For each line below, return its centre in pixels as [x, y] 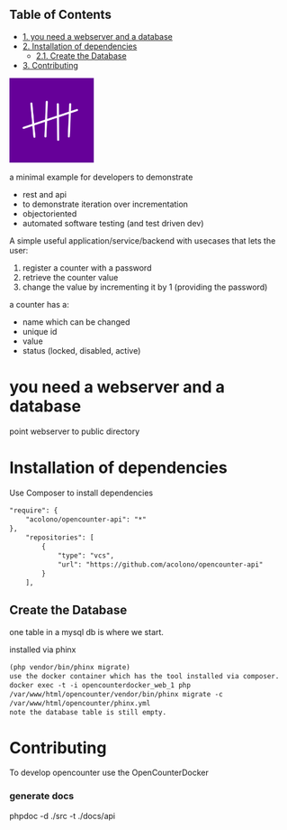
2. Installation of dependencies [80, 46]
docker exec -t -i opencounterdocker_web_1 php [100, 685]
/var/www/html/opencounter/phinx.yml [80, 703]
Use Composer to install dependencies [81, 493]
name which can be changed [76, 322]
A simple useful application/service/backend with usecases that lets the [143, 240]
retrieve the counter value [70, 277]
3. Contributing [50, 65]
